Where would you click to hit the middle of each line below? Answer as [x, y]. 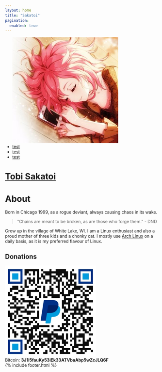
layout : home [18, 10]
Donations [21, 256]
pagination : [17, 20]
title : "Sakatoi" [23, 15]
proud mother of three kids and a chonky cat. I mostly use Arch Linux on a [79, 236]
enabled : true [24, 26]
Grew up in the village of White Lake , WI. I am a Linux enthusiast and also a [80, 231]
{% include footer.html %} [31, 365]
